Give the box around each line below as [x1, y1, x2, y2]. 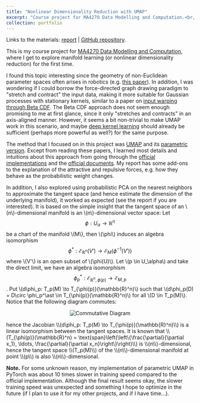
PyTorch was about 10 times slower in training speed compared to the [6, 371, 177, 378]
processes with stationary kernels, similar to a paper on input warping [6, 97, 177, 104]
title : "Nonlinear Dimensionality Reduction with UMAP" [6, 8, 148, 15]
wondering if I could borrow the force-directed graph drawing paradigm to [6, 85, 189, 92]
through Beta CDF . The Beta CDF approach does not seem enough [6, 104, 170, 111]
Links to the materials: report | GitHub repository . [6, 36, 126, 44]
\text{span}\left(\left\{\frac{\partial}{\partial [78, 334, 185, 341]
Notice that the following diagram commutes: [6, 298, 117, 305]
